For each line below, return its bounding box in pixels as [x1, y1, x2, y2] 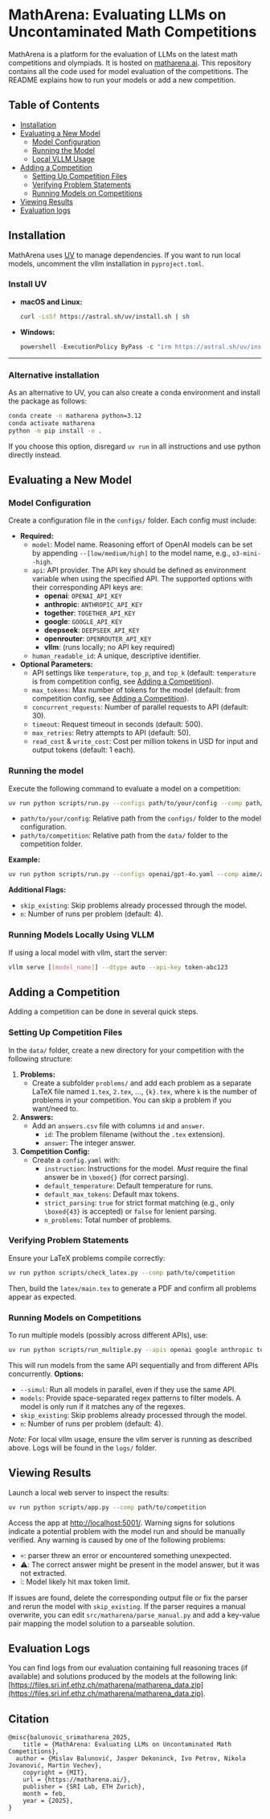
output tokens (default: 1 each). [31, 745, 136, 754]
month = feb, [22, 1790, 67, 1798]
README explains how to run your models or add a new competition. [8, 75, 236, 85]
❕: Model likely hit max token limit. [19, 1577, 130, 1586]
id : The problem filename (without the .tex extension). [43, 1129, 225, 1139]
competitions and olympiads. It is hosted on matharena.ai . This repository [8, 58, 252, 68]
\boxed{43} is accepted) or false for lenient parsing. [43, 1206, 217, 1216]
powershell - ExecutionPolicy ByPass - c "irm [19, 342, 172, 351]
